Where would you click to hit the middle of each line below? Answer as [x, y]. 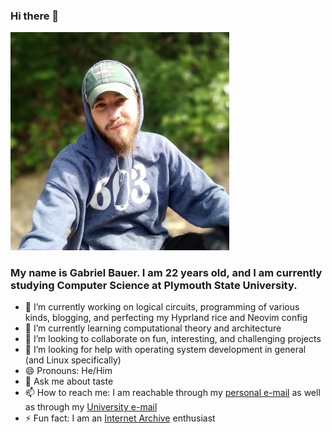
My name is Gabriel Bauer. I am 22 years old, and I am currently [166, 272]
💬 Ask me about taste [69, 381]
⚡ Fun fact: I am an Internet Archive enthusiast [120, 418]
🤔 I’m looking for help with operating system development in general [165, 350]
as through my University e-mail [91, 407]
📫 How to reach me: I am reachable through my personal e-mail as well [172, 393]
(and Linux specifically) [73, 360]
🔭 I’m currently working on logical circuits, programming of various [162, 307]
